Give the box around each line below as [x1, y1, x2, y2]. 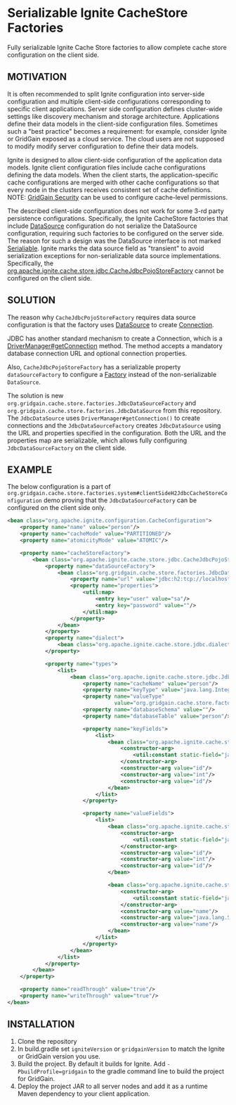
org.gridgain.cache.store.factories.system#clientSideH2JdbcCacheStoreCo [7, 490, 228, 497]
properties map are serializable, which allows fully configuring [7, 436, 188, 445]
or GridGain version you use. [17, 1052, 100, 1060]
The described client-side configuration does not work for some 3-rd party [7, 206, 225, 215]
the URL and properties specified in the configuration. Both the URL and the [7, 428, 226, 437]
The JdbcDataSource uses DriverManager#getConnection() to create [7, 414, 200, 422]
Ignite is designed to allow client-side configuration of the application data [7, 155, 223, 164]
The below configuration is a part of [7, 483, 111, 491]
